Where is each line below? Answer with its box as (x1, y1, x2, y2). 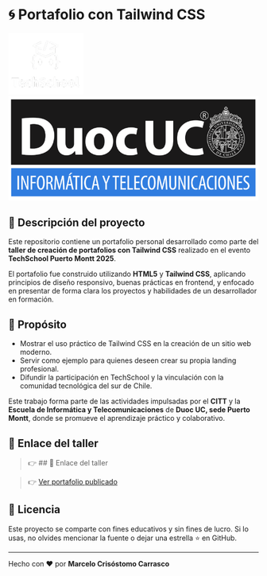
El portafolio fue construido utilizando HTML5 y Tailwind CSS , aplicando (8, 269, 246, 279)
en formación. (8, 294, 54, 304)
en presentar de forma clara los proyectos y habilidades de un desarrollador (8, 286, 257, 296)
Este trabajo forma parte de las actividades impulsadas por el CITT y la (8, 396, 241, 407)
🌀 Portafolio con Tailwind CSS (8, 6, 206, 24)
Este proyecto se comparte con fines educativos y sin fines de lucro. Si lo (8, 523, 249, 534)
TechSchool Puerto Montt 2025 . (8, 254, 117, 263)
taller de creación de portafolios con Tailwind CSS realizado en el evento (8, 245, 251, 255)
